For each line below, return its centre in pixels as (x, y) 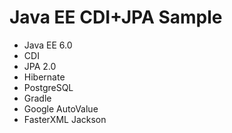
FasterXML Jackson (65, 119)
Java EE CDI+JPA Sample (116, 17)
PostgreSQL (48, 87)
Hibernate (44, 77)
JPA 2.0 (40, 66)
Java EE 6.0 (48, 45)
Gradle (37, 98)
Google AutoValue (61, 108)
